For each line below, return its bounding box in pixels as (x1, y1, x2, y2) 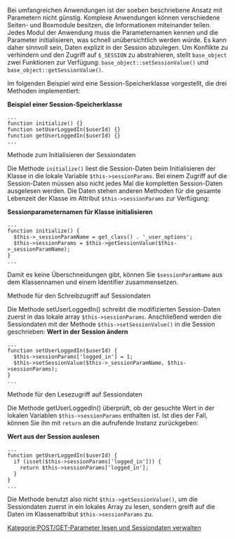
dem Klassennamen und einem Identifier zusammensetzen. (7, 278, 179, 286)
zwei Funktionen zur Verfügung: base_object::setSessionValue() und (7, 58, 209, 66)
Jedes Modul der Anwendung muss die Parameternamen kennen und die (7, 28, 219, 36)
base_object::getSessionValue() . (7, 66, 104, 74)
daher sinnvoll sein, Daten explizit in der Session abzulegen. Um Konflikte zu (7, 44, 228, 51)
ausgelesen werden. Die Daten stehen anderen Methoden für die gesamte (7, 187, 221, 195)
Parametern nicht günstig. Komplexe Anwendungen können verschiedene (7, 13, 220, 22)
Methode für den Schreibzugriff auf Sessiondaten (7, 291, 151, 300)
